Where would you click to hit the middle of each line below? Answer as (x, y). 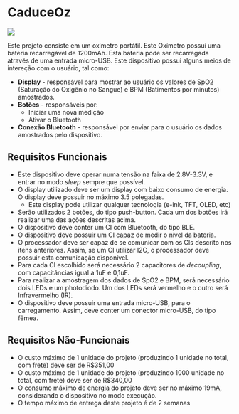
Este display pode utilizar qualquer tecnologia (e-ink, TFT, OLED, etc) (129, 204)
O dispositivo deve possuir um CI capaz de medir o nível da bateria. (117, 235)
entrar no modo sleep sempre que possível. (81, 181)
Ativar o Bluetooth (55, 120)
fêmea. (28, 318)
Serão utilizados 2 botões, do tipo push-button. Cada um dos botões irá (123, 212)
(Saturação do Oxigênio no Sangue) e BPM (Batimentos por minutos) (118, 89)
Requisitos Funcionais (58, 157)
